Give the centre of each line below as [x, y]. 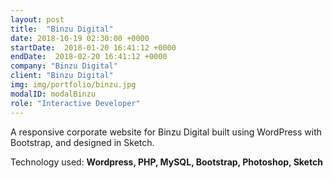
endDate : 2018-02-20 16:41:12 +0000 [89, 57]
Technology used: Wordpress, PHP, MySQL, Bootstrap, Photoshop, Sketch [166, 162]
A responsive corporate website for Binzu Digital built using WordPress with [166, 132]
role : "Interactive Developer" [75, 103]
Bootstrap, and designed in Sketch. [82, 142]
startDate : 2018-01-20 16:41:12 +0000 [93, 47]
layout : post [37, 19]
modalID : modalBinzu [53, 94]
